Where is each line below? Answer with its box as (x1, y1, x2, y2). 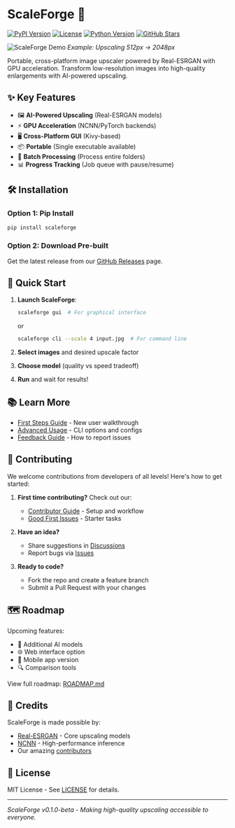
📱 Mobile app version (17, 655, 79, 664)
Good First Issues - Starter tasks (27, 514, 122, 522)
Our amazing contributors (17, 747, 92, 755)
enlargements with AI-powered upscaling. (7, 71, 128, 80)
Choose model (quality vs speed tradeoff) (17, 362, 139, 370)
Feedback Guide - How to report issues (17, 433, 131, 442)
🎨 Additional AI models (17, 640, 83, 648)
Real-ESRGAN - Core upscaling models (17, 731, 131, 741)
